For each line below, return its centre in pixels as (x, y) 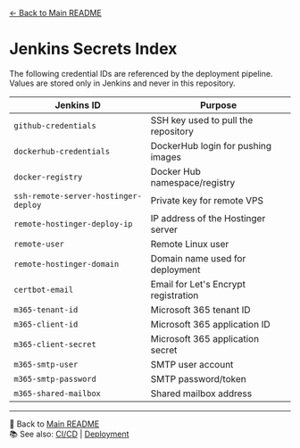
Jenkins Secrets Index (93, 49)
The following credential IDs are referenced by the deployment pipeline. (141, 73)
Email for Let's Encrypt (198, 284)
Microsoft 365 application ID (210, 324)
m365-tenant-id (46, 310)
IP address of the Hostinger (208, 218)
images (166, 157)
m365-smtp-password (55, 379)
